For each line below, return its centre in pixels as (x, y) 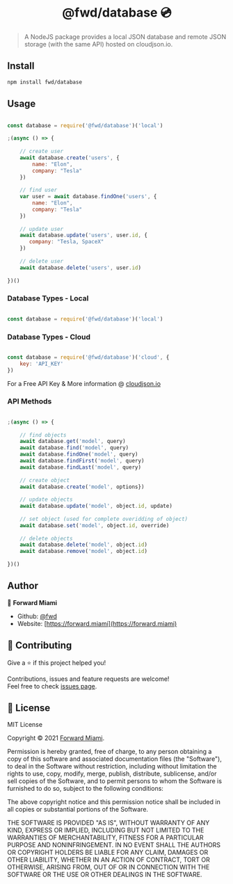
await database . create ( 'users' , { (70, 158)
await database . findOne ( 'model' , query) (79, 455)
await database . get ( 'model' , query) (73, 442)
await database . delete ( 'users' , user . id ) (80, 268)
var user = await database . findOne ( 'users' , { (88, 197)
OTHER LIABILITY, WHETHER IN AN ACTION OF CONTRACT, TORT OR (109, 860)
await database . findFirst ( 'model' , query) (82, 461)
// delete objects (46, 538)
